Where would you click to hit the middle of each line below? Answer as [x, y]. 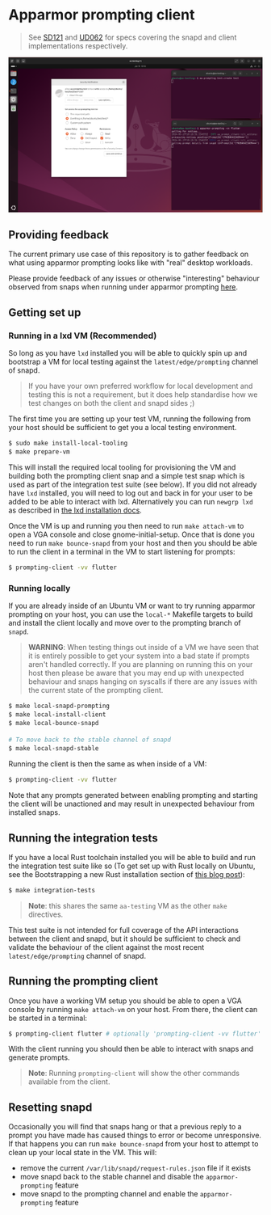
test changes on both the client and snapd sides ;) [111, 403]
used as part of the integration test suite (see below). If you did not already [133, 484]
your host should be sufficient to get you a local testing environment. [123, 428]
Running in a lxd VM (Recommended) [83, 335]
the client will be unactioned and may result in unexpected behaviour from [132, 804]
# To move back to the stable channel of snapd [90, 740]
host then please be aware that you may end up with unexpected [136, 673]
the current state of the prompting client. [96, 690]
